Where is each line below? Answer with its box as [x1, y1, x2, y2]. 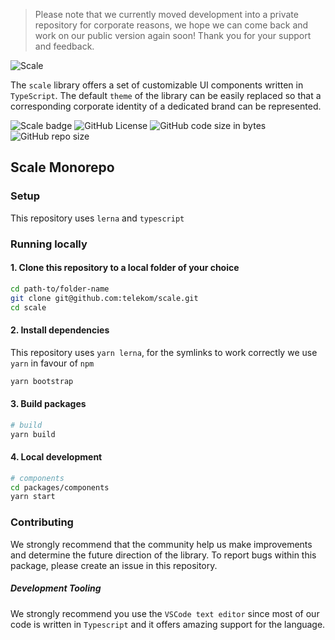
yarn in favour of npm [10, 357, 95, 369]
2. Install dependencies [10, 324, 110, 336]
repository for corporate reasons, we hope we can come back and [34, 19, 309, 31]
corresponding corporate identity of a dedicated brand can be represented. [10, 100, 322, 112]
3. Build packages [10, 398, 87, 410]
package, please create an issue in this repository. [10, 559, 218, 571]
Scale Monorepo [10, 159, 115, 176]
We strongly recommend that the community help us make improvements [10, 538, 313, 550]
